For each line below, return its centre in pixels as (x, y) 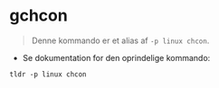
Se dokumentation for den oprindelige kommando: (116, 57)
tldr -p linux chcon (48, 74)
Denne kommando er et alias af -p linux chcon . (120, 40)
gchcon (38, 16)
